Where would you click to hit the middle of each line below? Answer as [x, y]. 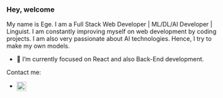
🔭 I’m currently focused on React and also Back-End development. [110, 59]
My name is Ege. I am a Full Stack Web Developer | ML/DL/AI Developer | [109, 24]
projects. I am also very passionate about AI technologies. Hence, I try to [109, 39]
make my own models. [38, 46]
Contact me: [24, 72]
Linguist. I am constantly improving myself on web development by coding [111, 31]
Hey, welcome [31, 10]
